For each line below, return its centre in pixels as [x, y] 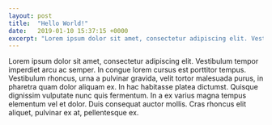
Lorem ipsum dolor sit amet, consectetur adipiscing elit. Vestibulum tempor [134, 61]
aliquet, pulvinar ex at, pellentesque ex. [74, 113]
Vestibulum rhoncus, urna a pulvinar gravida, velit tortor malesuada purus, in [136, 78]
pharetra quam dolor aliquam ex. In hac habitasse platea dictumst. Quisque [134, 87]
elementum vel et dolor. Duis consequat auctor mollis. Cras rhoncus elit [127, 104]
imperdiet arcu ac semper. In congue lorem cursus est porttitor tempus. [127, 70]
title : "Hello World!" [49, 23]
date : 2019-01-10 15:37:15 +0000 [68, 31]
